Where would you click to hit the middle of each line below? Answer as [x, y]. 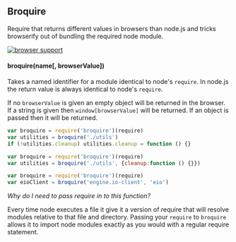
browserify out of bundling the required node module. [85, 36]
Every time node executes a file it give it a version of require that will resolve [118, 210]
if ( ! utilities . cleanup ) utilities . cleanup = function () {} [99, 144]
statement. [23, 232]
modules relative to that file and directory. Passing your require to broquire [117, 217]
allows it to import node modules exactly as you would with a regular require [118, 224]
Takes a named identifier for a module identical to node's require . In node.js [118, 82]
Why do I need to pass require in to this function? [79, 196]
